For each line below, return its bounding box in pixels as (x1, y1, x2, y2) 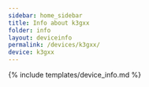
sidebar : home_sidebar (8, 11, 83, 20)
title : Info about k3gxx (8, 19, 90, 27)
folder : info (8, 26, 51, 34)
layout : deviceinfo (8, 33, 73, 42)
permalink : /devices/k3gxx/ (8, 41, 101, 49)
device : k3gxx (8, 48, 55, 56)
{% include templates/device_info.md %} (8, 70, 142, 79)
